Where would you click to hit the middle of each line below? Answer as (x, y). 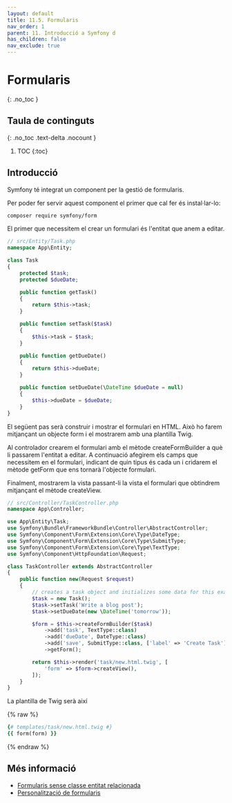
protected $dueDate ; (49, 280)
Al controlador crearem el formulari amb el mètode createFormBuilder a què (115, 447)
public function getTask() (58, 292)
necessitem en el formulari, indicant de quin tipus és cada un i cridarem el (112, 462)
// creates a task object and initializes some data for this (123, 593)
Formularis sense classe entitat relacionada (79, 785)
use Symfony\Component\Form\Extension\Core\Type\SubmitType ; (97, 541)
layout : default (30, 13)
